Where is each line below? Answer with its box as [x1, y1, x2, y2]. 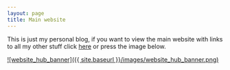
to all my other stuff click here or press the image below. [7, 42, 166, 50]
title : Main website [7, 16, 67, 23]
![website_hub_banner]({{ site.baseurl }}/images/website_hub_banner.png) [7, 55, 219, 63]
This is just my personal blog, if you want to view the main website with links [7, 35, 223, 43]
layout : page [7, 10, 45, 17]
